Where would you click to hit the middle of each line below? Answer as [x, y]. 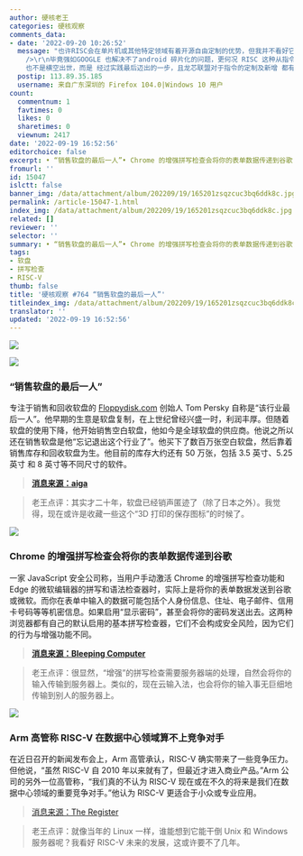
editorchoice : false [48, 152]
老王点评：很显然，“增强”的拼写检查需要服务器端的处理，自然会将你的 [161, 672]
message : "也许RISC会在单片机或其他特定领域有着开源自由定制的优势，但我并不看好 [153, 51]
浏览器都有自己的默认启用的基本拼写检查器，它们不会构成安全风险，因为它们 [151, 622]
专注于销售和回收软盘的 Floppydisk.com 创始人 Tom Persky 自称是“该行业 [146, 408]
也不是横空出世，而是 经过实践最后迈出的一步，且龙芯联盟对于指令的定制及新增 [151, 69]
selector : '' [34, 235]
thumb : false [34, 286]
